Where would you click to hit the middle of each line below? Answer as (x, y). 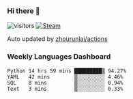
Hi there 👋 (24, 11)
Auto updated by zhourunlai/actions (57, 39)
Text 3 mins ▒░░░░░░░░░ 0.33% (65, 89)
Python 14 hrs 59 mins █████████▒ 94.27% (67, 71)
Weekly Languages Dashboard (59, 57)
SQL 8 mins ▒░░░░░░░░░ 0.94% (65, 83)
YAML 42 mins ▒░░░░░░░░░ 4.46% (65, 77)
